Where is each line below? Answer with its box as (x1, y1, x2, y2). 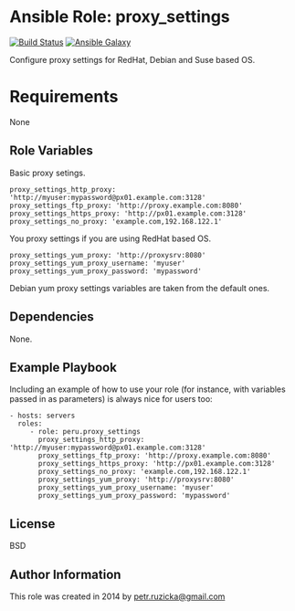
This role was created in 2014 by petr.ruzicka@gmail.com (9, 591, 226, 602)
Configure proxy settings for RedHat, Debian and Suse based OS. (9, 54, 256, 65)
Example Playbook (9, 359, 117, 375)
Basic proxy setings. (9, 167, 86, 178)
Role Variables (9, 143, 93, 159)
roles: (17, 419, 43, 428)
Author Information (9, 566, 121, 582)
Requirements (9, 87, 119, 107)
